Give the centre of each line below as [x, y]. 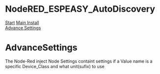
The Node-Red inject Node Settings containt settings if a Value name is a [79, 61]
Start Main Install [22, 23]
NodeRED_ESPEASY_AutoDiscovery [80, 9]
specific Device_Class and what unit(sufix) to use [55, 66]
